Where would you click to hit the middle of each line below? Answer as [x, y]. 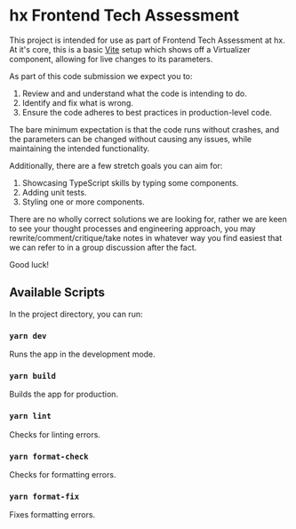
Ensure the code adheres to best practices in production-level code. [147, 112]
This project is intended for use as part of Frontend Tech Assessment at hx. [148, 40]
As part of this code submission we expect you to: [101, 76]
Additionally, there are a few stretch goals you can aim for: [116, 165]
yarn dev [28, 336]
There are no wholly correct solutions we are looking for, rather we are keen [148, 219]
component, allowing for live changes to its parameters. [111, 59]
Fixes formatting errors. [52, 515]
